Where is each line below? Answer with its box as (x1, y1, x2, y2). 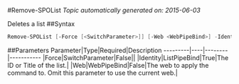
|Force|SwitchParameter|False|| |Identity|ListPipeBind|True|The (42, 53, 229, 62)
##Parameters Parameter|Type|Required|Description (7, 46, 162, 54)
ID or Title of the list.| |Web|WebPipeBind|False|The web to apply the (7, 61, 209, 69)
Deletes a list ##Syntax (7, 20, 75, 28)
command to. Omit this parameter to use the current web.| (7, 68, 178, 77)
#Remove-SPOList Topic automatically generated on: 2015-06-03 (7, 6, 201, 14)
